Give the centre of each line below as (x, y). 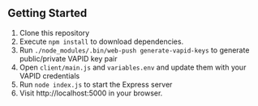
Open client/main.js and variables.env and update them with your (133, 67)
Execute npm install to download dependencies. (101, 41)
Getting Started (47, 13)
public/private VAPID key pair (69, 58)
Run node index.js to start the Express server (96, 84)
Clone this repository (54, 32)
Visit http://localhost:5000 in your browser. (91, 93)
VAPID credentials (49, 75)
